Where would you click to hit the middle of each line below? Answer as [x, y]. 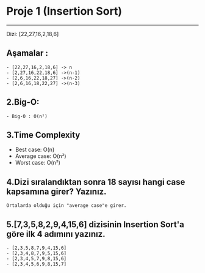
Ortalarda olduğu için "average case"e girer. [67, 206]
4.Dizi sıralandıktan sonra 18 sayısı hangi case [96, 182]
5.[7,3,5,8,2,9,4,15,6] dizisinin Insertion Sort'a [95, 224]
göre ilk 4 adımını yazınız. [56, 234]
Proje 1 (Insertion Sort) [64, 11]
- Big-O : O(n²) [27, 116]
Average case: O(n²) [41, 156]
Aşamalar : [27, 53]
